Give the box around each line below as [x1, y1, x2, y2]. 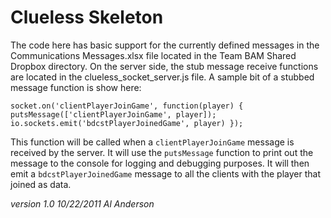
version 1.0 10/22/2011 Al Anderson [10, 197, 155, 210]
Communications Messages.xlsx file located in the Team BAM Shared [10, 49, 297, 61]
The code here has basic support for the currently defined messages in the [10, 39, 320, 51]
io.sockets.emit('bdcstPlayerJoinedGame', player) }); [10, 118, 244, 128]
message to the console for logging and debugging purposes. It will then [10, 157, 310, 169]
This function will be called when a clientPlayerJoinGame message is [10, 136, 295, 148]
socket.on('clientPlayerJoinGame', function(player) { [10, 101, 244, 111]
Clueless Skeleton [10, 6, 164, 29]
